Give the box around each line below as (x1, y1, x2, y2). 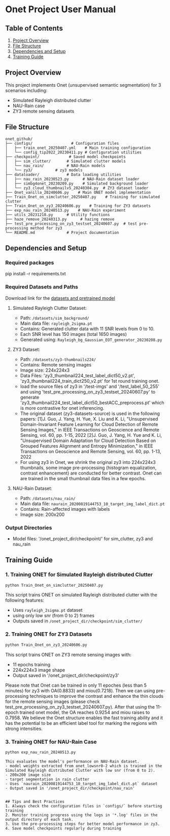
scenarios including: (5, 87, 48, 93)
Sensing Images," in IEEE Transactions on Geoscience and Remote (20, 427, 160, 433)
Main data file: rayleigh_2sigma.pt (20, 320, 92, 326)
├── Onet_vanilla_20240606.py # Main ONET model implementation (5, 190, 151, 195)
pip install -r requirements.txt (5, 271, 66, 277)
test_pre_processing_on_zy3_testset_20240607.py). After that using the (5, 703, 155, 710)
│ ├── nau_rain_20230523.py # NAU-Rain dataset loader (5, 176, 140, 181)
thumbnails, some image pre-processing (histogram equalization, (20, 464, 157, 471)
